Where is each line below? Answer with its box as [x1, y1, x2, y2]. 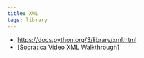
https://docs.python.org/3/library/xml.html [17, 35, 137, 43]
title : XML [7, 10, 39, 17]
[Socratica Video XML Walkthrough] [17, 43, 120, 51]
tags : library [7, 17, 48, 23]
